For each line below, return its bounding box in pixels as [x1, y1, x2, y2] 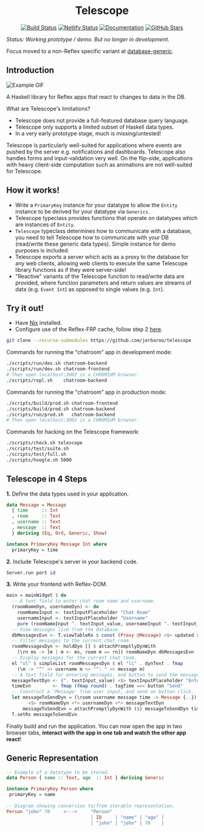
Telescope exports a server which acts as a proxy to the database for [15, 253, 189, 260]
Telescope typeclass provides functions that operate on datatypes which [15, 214, 198, 221]
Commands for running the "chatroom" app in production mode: [6, 388, 167, 396]
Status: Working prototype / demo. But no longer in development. [6, 35, 170, 43]
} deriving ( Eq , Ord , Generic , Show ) [12, 530, 107, 536]
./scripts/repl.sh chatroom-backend [6, 377, 107, 383]
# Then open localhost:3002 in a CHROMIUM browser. [6, 417, 140, 424]
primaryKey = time [12, 547, 59, 553]
